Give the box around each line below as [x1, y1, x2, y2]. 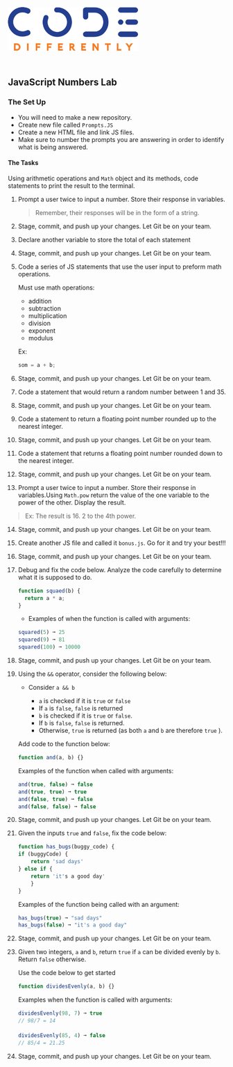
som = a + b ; [17, 361, 56, 368]
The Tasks [8, 159, 39, 167]
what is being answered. [17, 143, 89, 151]
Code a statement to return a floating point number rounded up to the [17, 414, 217, 423]
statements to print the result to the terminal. [8, 181, 135, 190]
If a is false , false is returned [38, 704, 123, 713]
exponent [28, 326, 56, 335]
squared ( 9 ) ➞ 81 [17, 636, 65, 643]
